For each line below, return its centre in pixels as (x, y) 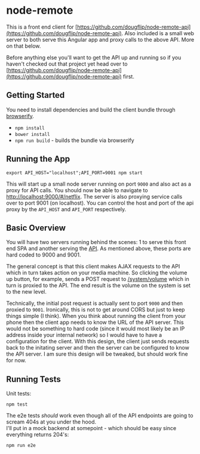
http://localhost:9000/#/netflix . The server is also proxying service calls (94, 196)
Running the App (38, 159)
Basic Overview (36, 228)
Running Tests (33, 379)
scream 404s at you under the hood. (51, 422)
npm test (17, 404)
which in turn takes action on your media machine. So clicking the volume (97, 273)
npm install (30, 128)
